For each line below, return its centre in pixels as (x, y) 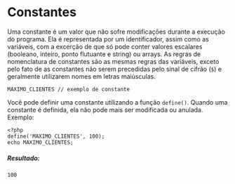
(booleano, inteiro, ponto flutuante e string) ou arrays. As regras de (104, 54)
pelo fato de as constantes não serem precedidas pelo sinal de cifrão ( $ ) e (115, 69)
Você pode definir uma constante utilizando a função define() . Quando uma (117, 102)
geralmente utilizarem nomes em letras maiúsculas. (82, 76)
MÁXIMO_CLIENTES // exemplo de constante (69, 89)
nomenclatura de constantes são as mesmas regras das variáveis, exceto (113, 61)
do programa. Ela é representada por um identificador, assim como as (108, 39)
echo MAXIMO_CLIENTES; (40, 142)
